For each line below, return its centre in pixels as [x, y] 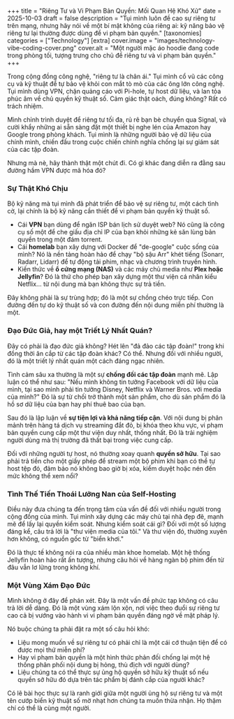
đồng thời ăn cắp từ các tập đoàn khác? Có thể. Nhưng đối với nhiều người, [115, 353]
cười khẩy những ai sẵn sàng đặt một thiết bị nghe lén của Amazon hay [109, 127]
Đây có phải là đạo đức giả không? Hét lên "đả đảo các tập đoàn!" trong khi [116, 346]
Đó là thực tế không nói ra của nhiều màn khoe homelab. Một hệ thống [109, 552]
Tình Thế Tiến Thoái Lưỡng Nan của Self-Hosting [92, 494]
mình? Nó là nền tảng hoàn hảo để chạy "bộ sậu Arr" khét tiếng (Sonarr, [121, 255]
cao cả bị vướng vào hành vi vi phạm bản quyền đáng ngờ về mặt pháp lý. [114, 615]
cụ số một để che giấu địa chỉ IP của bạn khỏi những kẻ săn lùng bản [117, 232]
